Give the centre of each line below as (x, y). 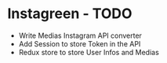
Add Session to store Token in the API (80, 43)
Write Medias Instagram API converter (80, 35)
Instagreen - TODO (70, 14)
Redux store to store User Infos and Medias (89, 52)
